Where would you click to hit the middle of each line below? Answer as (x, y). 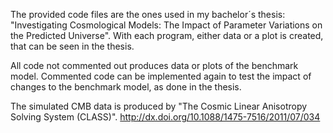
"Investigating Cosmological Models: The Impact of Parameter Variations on (166, 25)
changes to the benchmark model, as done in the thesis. (126, 87)
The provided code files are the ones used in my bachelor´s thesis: (148, 14)
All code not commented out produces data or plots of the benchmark (154, 65)
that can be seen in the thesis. (72, 46)
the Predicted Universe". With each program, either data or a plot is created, (167, 35)
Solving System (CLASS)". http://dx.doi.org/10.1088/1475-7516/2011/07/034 (165, 117)
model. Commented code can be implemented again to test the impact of (161, 76)
